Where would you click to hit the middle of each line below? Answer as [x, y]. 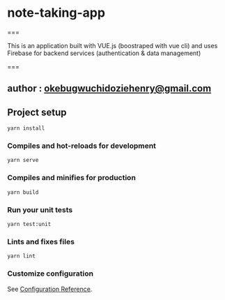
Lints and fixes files [41, 241]
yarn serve [23, 160]
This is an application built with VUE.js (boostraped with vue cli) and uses [113, 45]
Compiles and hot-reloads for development [82, 146]
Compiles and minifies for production [71, 178]
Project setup [37, 112]
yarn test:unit [29, 225]
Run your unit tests [40, 209]
